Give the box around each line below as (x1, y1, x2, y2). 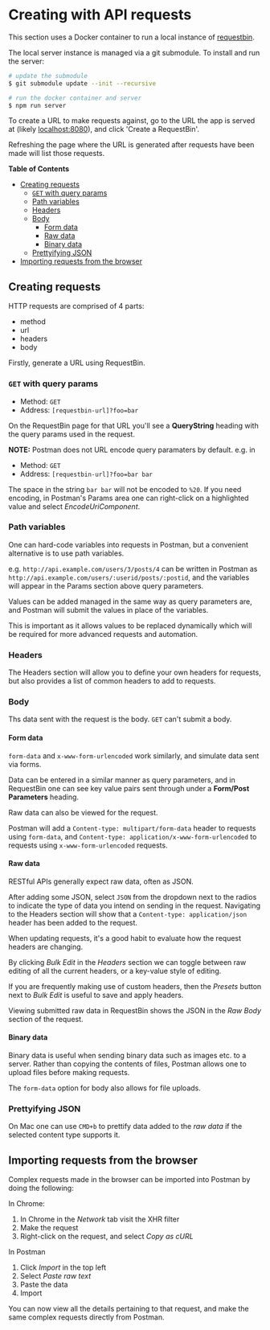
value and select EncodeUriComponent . (8, 501, 141, 511)
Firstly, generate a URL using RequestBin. (8, 358, 146, 367)
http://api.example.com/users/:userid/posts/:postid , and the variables (8, 573, 250, 582)
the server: (8, 56, 45, 66)
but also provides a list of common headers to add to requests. (8, 676, 216, 686)
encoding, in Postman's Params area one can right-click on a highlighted (8, 493, 249, 503)
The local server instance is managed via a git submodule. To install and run (8, 47, 260, 57)
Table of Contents (8, 164, 70, 174)
